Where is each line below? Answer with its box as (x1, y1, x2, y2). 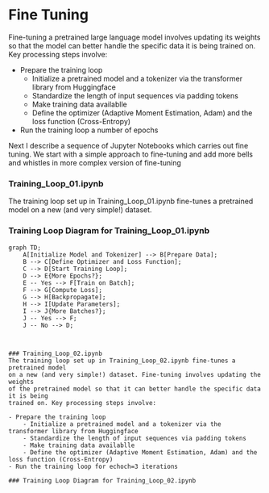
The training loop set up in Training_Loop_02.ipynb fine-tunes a (8, 357, 236, 365)
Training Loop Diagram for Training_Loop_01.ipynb (8, 225, 210, 236)
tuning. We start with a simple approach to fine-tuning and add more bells (8, 149, 254, 159)
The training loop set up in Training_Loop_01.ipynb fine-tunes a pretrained (8, 196, 254, 207)
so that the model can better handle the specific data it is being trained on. (8, 40, 256, 50)
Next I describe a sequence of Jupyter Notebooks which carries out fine (8, 140, 249, 150)
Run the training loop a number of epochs (19, 125, 159, 135)
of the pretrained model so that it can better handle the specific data (8, 385, 262, 393)
